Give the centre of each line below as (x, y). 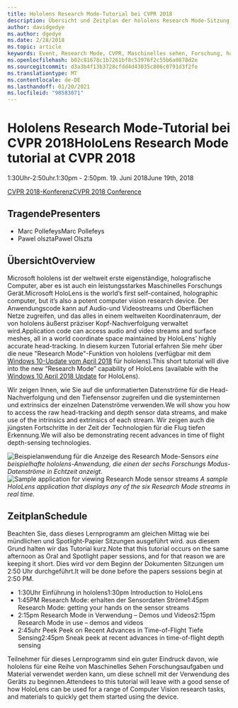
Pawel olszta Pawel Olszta (55, 238)
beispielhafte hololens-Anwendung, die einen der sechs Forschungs (107, 464)
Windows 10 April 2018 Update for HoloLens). (74, 376)
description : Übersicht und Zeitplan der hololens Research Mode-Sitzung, (120, 21)
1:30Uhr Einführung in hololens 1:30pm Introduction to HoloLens (110, 592)
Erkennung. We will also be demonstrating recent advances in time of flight (116, 435)
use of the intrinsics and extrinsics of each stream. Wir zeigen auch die (111, 420)
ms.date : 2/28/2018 (36, 40)
